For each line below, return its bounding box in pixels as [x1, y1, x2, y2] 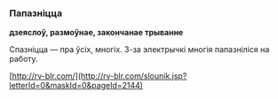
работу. [9, 54, 38, 65]
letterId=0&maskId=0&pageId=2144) [9, 80, 144, 91]
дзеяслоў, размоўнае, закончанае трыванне [9, 27, 184, 38]
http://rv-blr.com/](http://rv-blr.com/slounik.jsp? [12, 71, 187, 81]
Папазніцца [9, 7, 63, 19]
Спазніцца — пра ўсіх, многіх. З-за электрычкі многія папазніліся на [9, 44, 270, 55]
